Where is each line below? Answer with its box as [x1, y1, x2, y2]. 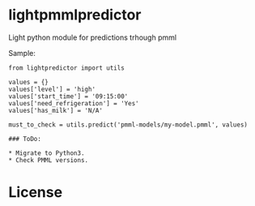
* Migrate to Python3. [8, 148, 85, 157]
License [8, 183, 63, 202]
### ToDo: [8, 135, 42, 143]
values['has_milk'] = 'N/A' [8, 106, 104, 114]
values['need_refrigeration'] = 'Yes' [8, 99, 139, 107]
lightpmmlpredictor [8, 6, 142, 24]
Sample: [8, 48, 36, 58]
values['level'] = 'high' [8, 85, 96, 93]
